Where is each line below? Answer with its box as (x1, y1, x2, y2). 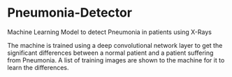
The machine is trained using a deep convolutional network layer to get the (7, 41, 223, 49)
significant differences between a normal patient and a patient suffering (7, 49, 214, 57)
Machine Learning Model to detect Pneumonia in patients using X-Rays (7, 28, 212, 36)
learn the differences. (7, 63, 69, 71)
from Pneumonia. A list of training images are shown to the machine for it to (7, 55, 225, 64)
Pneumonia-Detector (7, 5, 133, 21)
